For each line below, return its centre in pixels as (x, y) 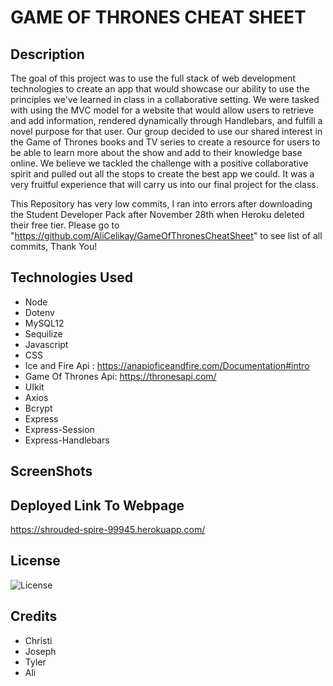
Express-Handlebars (67, 440)
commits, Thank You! (54, 246)
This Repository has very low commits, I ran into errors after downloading (161, 204)
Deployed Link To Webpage (97, 505)
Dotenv (39, 312)
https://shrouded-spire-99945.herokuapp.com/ (108, 530)
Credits (34, 616)
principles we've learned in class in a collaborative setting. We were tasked (165, 99)
